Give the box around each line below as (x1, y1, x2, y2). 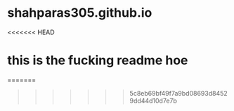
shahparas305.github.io (7, 5, 152, 21)
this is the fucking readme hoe (7, 52, 188, 68)
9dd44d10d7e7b (129, 96, 178, 105)
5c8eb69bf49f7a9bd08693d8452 (129, 89, 228, 97)
